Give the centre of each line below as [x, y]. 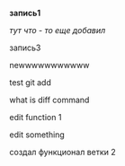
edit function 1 [36, 117]
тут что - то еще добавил [58, 30]
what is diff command [49, 100]
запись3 [25, 48]
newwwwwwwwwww [49, 65]
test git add [31, 83]
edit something [37, 135]
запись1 [25, 13]
